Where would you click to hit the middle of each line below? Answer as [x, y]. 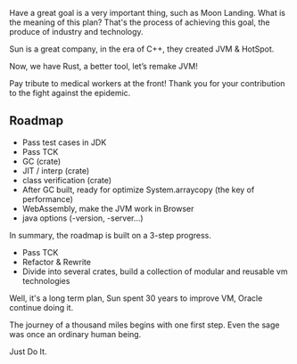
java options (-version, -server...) [83, 218]
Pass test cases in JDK [64, 142]
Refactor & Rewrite [57, 262]
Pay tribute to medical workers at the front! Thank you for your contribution [147, 83]
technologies [46, 280]
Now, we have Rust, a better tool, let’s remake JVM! [103, 66]
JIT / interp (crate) [56, 170]
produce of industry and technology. [77, 32]
